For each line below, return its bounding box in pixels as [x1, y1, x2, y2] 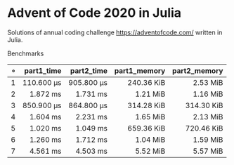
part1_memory [114, 65, 166, 75]
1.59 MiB [193, 135, 223, 145]
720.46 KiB [185, 123, 223, 133]
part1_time [24, 65, 62, 75]
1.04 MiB [134, 135, 166, 145]
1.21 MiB [134, 89, 166, 99]
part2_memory [171, 65, 223, 75]
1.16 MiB [193, 89, 223, 99]
